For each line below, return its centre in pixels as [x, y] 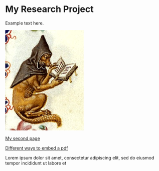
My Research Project [49, 9]
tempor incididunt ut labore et [36, 163]
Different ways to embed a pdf [37, 148]
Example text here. [25, 23]
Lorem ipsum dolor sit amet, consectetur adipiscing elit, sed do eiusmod [80, 157]
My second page [23, 138]
